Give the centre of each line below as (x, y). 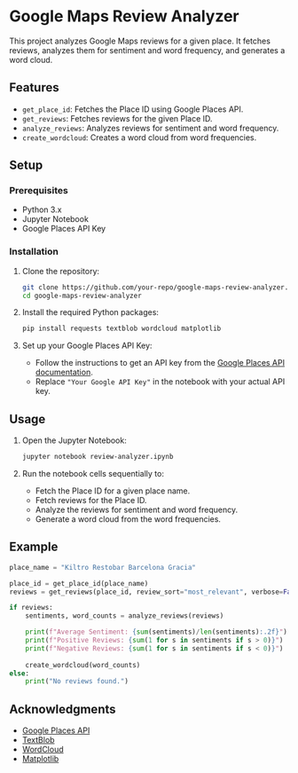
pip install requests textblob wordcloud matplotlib (122, 329)
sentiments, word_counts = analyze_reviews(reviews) (125, 616)
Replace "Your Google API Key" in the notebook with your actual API (160, 382)
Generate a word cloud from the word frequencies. (128, 519)
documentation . (64, 372)
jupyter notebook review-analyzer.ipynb (98, 457)
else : (19, 673)
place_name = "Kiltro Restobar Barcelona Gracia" (103, 567)
